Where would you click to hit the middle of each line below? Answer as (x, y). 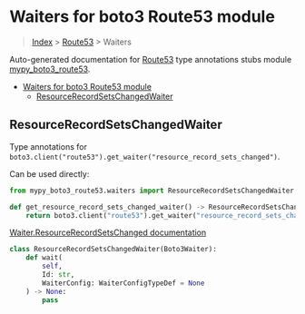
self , (53, 266)
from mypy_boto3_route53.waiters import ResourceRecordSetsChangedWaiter (152, 191)
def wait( (44, 258)
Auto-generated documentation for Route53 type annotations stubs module (151, 59)
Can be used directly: (49, 173)
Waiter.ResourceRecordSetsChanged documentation (108, 232)
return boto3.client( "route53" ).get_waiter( (111, 215)
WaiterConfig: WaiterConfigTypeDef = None (123, 283)
